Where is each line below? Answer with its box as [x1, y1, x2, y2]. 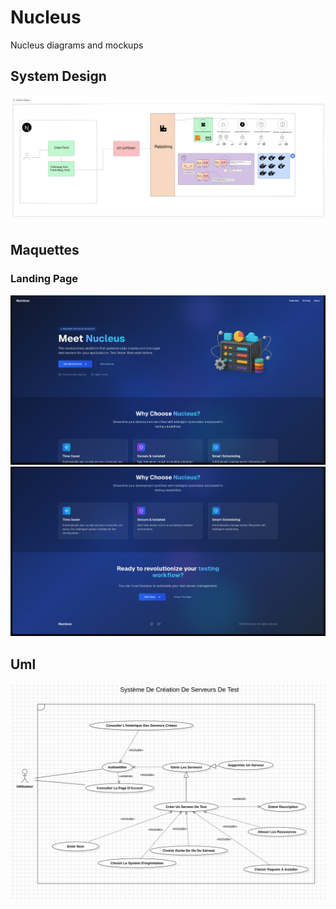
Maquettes [10, 242, 80, 259]
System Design [10, 68, 107, 85]
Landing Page [10, 272, 79, 286]
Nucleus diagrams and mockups [10, 39, 144, 51]
